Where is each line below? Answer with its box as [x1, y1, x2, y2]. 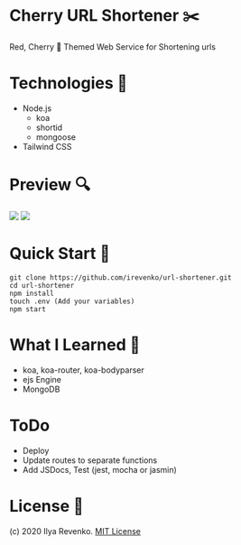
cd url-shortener [9, 281, 75, 290]
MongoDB [22, 383, 60, 394]
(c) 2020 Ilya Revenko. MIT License [9, 525, 142, 536]
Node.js [22, 103, 52, 114]
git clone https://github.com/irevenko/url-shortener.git [9, 272, 232, 282]
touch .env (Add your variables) [9, 297, 135, 306]
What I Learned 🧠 [9, 334, 141, 355]
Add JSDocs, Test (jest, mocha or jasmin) [22, 464, 178, 475]
